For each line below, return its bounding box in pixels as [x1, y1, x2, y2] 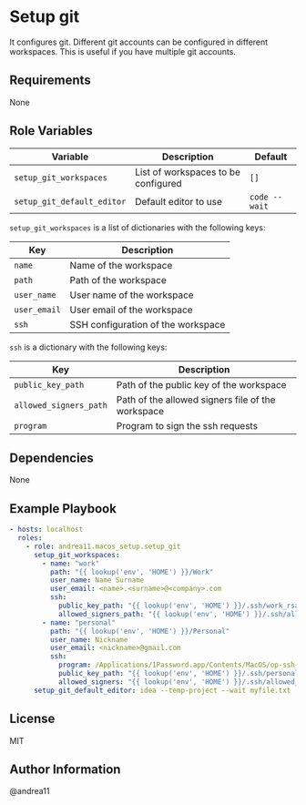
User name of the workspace [69, 289, 194, 301]
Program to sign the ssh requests [116, 419, 258, 432]
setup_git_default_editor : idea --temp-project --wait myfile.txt [33, 686, 291, 695]
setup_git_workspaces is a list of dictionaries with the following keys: [9, 221, 266, 233]
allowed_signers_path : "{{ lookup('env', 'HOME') [57, 609, 250, 618]
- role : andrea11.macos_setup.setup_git [25, 542, 181, 551]
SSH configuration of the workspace [69, 318, 226, 331]
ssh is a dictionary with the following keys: [9, 341, 168, 352]
